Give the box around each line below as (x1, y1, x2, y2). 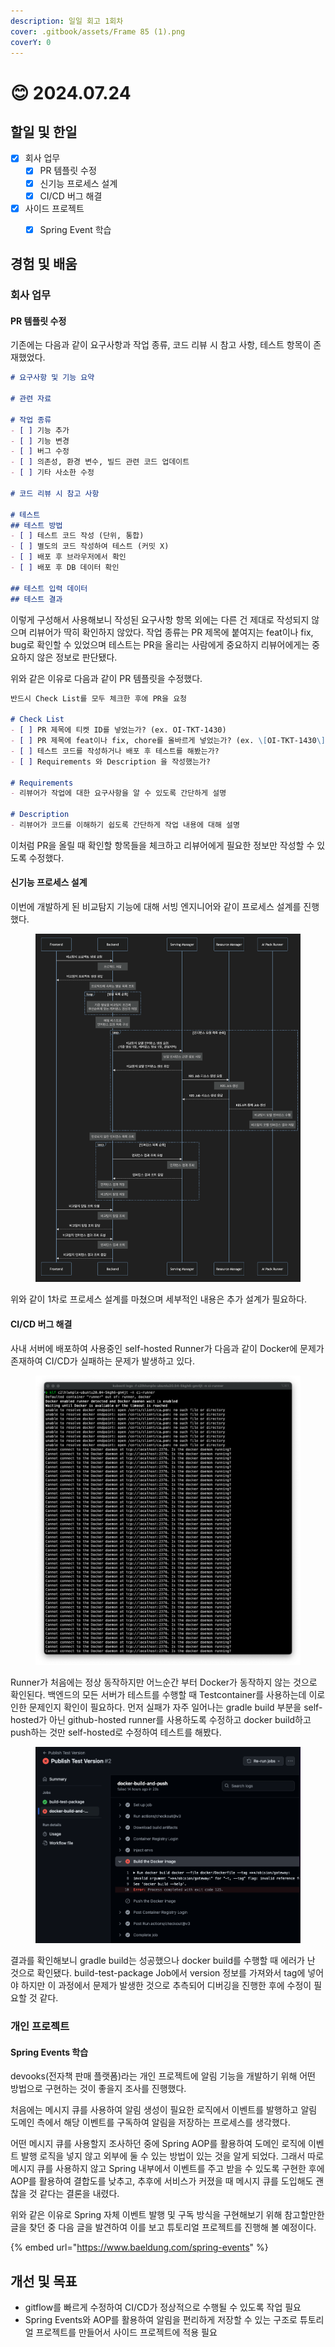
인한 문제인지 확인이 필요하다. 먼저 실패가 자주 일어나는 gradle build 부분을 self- (10, 1701, 323, 1713)
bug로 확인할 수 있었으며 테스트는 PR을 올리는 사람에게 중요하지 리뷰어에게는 (10, 638, 310, 650)
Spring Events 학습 (10, 2046, 89, 2058)
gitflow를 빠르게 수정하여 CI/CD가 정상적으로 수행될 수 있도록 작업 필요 (24, 2301, 302, 2313)
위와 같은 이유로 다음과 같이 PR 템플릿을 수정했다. (10, 672, 203, 684)
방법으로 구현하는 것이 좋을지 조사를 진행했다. (10, 2083, 187, 2095)
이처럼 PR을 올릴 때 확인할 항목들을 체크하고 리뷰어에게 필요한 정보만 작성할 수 (10, 839, 315, 851)
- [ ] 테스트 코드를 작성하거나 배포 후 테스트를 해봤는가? (10, 746, 220, 756)
